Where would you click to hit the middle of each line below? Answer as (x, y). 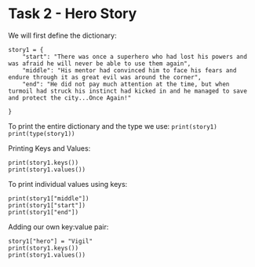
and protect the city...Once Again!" (70, 98)
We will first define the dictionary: (62, 35)
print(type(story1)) (42, 133)
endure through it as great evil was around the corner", (105, 77)
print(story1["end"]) (44, 212)
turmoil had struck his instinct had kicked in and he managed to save (127, 91)
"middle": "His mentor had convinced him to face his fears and (129, 70)
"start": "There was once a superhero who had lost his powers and (135, 57)
